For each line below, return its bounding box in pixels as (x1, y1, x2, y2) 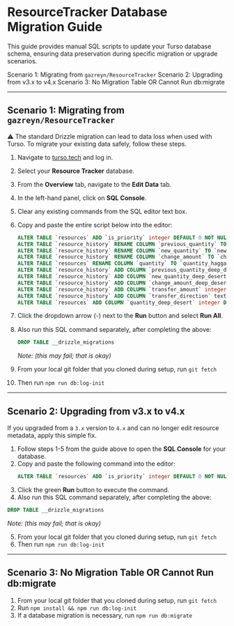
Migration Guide (7, 19, 103, 35)
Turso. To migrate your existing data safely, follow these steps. (7, 139, 187, 148)
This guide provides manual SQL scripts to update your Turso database (7, 42, 212, 50)
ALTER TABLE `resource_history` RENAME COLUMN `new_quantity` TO (17, 247, 211, 254)
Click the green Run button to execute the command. (17, 485, 170, 494)
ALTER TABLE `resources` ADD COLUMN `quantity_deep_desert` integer (17, 299, 221, 306)
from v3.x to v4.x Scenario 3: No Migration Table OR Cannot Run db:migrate (7, 77, 225, 86)
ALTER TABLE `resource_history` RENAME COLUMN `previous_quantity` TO (17, 241, 227, 247)
